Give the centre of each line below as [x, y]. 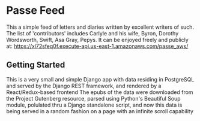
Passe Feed [35, 10]
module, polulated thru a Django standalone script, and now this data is [94, 105]
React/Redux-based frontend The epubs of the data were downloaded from [100, 92]
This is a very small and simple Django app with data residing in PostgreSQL [100, 79]
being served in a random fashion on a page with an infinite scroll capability [100, 111]
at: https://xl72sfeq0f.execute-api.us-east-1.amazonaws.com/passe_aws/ [97, 46]
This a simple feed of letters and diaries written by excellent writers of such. [100, 27]
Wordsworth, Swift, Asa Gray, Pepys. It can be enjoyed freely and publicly [98, 40]
